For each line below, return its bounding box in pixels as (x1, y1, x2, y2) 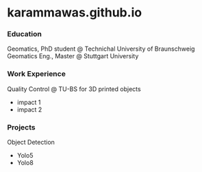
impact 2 (16, 105, 42, 114)
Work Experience (7, 69, 66, 79)
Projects (7, 122, 36, 132)
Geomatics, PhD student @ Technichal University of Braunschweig (7, 45, 195, 53)
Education (7, 29, 42, 39)
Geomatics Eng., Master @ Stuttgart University (7, 52, 139, 60)
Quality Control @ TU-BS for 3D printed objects (7, 84, 142, 93)
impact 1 (16, 98, 41, 106)
